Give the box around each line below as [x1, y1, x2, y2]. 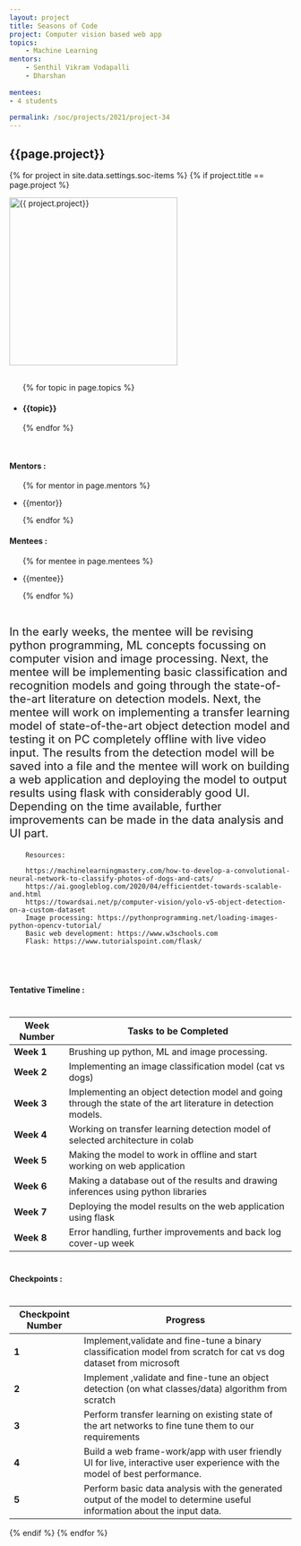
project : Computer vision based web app [9, 30, 163, 39]
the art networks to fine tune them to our [83, 1419, 254, 1431]
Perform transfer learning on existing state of [83, 1408, 273, 1421]
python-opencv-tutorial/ [9, 921, 102, 930]
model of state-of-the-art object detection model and [9, 718, 290, 733]
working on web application [68, 1159, 185, 1172]
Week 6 [13, 1180, 47, 1192]
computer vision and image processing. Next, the [9, 651, 269, 666]
